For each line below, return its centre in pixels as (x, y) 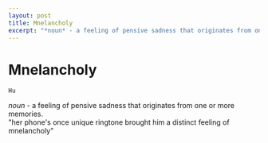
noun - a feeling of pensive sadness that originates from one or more (122, 106)
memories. (26, 114)
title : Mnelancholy (41, 23)
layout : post (30, 15)
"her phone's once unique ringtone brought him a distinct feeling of (119, 122)
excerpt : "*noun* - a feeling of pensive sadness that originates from (130, 30)
